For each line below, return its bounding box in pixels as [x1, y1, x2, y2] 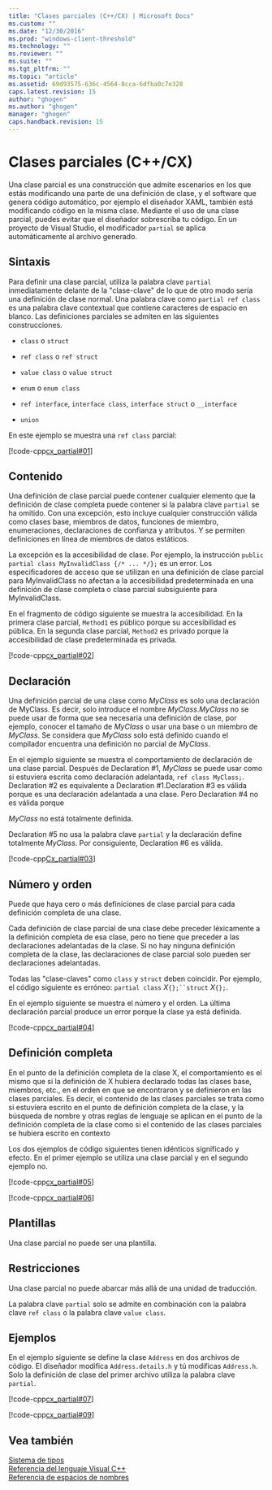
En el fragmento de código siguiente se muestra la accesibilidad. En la [8, 609, 244, 619]
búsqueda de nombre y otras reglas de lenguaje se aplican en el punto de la [8, 1111, 262, 1121]
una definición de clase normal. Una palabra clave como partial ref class [8, 294, 261, 303]
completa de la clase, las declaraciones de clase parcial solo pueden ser [8, 949, 251, 960]
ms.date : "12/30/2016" [8, 27, 85, 35]
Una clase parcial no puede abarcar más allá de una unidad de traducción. [8, 1283, 257, 1293]
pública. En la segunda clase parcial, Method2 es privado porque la [8, 626, 229, 636]
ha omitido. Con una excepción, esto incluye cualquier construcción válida [8, 508, 257, 518]
